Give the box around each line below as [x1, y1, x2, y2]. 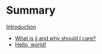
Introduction [6, 23, 36, 30]
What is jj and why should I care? [14, 34, 96, 42]
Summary [6, 4, 55, 17]
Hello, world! [14, 41, 47, 48]
